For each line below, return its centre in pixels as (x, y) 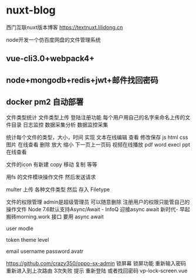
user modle (20, 228)
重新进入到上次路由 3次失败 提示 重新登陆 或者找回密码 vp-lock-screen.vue (97, 271)
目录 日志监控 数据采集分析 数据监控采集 (60, 125)
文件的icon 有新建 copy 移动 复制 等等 (52, 164)
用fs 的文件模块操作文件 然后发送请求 (51, 176)
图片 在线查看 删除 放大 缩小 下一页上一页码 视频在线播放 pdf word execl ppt (98, 144)
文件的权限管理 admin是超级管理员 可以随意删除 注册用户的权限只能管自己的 (98, 202)
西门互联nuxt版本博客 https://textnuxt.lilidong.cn (65, 27)
